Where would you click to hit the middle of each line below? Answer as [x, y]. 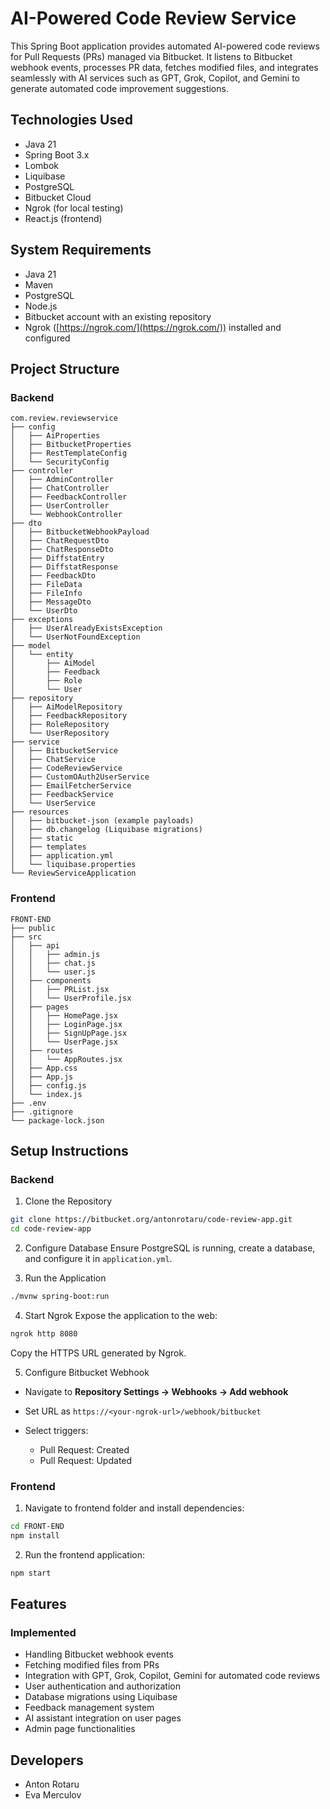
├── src [26, 937]
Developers [47, 1760]
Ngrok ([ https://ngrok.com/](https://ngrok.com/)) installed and [153, 327]
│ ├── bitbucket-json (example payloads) [102, 821]
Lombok [42, 165]
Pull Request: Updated [86, 1460]
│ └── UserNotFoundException [75, 637]
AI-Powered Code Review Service [153, 18]
